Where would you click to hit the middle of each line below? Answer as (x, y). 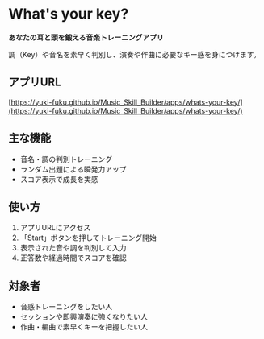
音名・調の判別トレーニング (66, 159)
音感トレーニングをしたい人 (66, 307)
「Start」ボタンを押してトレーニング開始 (88, 238)
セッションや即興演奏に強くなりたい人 (84, 317)
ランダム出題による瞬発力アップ (73, 169)
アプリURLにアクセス (55, 228)
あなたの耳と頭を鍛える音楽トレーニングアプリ (86, 37)
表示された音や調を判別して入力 (73, 248)
